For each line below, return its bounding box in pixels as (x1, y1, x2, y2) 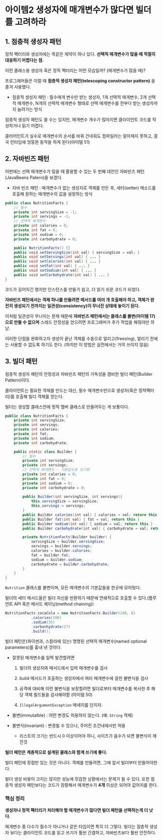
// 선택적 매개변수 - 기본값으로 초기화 (22, 467, 90, 472)
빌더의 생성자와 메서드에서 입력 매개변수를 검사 (19, 665, 108, 671)
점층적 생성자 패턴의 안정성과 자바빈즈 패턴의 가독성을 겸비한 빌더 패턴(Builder (5, 371, 153, 377)
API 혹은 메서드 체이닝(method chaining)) (14, 601, 94, 607)
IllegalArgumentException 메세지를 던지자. (19, 702, 103, 708)
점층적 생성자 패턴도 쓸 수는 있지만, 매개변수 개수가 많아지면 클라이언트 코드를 (5, 117, 151, 122)
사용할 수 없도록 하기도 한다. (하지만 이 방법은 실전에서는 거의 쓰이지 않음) (10, 342, 149, 347)
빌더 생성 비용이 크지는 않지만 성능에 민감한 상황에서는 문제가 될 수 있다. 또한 (5, 776, 150, 782)
